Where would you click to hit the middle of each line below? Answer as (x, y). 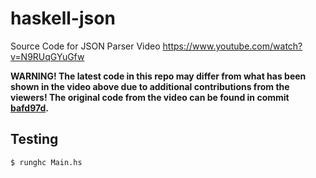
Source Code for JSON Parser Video (85, 46)
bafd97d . (29, 108)
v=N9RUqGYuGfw (47, 56)
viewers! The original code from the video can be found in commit (150, 97)
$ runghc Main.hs (46, 162)
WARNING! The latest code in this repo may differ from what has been (158, 76)
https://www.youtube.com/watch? (232, 46)
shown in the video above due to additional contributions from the (150, 86)
